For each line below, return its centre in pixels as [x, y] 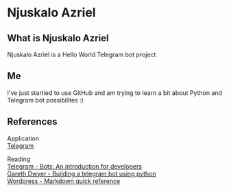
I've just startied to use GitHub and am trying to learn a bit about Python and [115, 93]
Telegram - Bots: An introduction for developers [75, 166]
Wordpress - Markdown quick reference [64, 181]
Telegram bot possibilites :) [46, 100]
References [32, 122]
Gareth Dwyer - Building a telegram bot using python [82, 173]
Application [23, 138]
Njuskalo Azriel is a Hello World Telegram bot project [82, 54]
